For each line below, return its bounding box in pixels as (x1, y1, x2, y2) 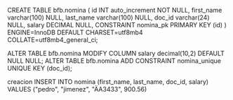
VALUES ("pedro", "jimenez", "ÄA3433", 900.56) (7, 85, 147, 93)
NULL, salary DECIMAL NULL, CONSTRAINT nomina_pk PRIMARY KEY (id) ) (7, 21, 227, 29)
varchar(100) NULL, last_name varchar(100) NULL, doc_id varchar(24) (7, 13, 210, 22)
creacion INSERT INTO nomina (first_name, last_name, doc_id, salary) (7, 78, 209, 86)
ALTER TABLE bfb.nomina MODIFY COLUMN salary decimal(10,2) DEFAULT (7, 49, 225, 57)
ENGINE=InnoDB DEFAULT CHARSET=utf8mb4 (7, 28, 143, 36)
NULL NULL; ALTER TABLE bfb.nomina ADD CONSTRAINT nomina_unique (7, 57, 221, 65)
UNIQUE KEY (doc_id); (7, 64, 72, 72)
